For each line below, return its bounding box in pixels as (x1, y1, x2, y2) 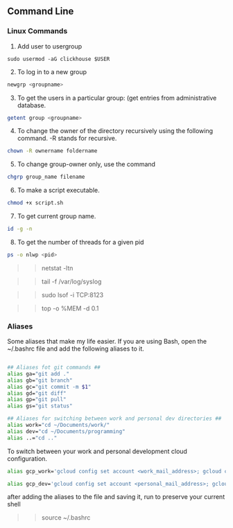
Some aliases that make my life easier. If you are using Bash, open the (7, 337, 207, 346)
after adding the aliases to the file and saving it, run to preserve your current (7, 493, 225, 501)
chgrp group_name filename (7, 173, 85, 181)
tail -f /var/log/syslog (41, 277, 102, 285)
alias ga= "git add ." (7, 370, 70, 377)
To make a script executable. (17, 186, 101, 195)
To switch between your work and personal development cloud (7, 447, 187, 455)
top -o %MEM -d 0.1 (41, 304, 99, 313)
